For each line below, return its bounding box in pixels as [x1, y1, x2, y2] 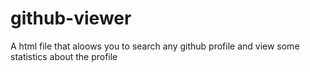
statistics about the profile [10, 50, 118, 62]
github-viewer [10, 7, 132, 30]
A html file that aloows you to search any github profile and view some [10, 40, 300, 52]
